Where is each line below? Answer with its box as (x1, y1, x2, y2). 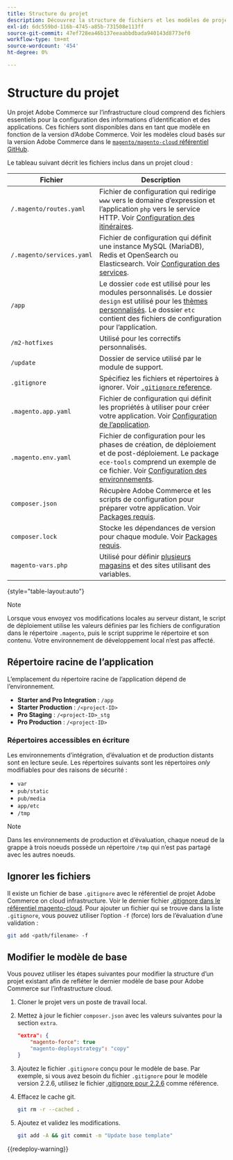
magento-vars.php (10, 561, 68, 569)
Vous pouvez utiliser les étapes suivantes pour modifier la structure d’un (7, 969, 214, 978)
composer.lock (10, 533, 58, 540)
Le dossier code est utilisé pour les (99, 279, 211, 289)
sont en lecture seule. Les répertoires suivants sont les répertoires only (7, 758, 210, 766)
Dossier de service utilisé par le (99, 353, 202, 363)
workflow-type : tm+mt (7, 36, 70, 43)
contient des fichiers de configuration (99, 314, 222, 323)
